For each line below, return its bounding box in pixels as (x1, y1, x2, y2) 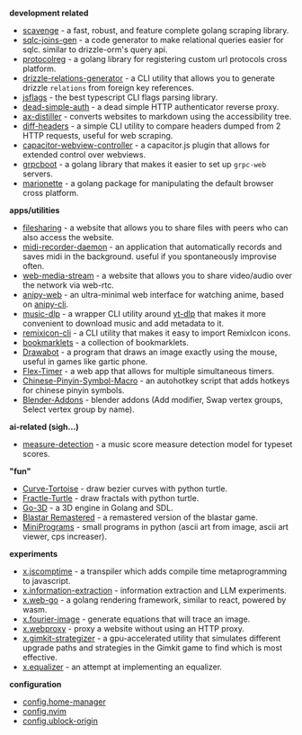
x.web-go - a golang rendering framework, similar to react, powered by (22, 595, 287, 605)
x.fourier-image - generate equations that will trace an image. (22, 614, 251, 624)
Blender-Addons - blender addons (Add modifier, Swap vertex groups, (22, 395, 283, 405)
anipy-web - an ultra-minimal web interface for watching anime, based (22, 290, 285, 300)
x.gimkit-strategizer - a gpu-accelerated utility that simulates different (22, 633, 281, 643)
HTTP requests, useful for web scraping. (22, 130, 173, 140)
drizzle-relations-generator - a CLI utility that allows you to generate (22, 73, 276, 84)
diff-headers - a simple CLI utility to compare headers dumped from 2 (22, 121, 281, 131)
